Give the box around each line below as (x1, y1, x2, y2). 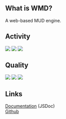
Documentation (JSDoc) (5, 103, 55, 109)
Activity (5, 32, 31, 41)
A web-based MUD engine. (5, 17, 61, 23)
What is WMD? (5, 4, 52, 13)
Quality (5, 61, 28, 70)
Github (5, 108, 19, 114)
